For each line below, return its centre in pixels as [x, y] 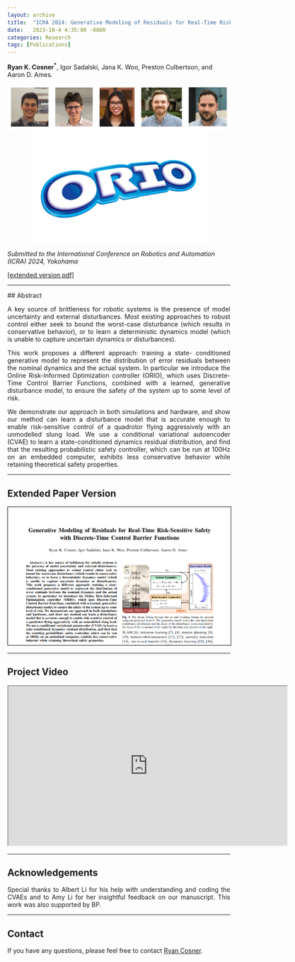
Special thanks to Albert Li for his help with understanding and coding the [119, 890]
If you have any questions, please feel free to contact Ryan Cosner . [105, 951]
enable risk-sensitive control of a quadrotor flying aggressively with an [119, 427]
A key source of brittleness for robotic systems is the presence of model [119, 309]
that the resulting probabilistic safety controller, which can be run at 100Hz [119, 449]
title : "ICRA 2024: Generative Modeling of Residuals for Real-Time [112, 22]
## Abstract [25, 296]
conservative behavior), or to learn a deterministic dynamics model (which [119, 332]
